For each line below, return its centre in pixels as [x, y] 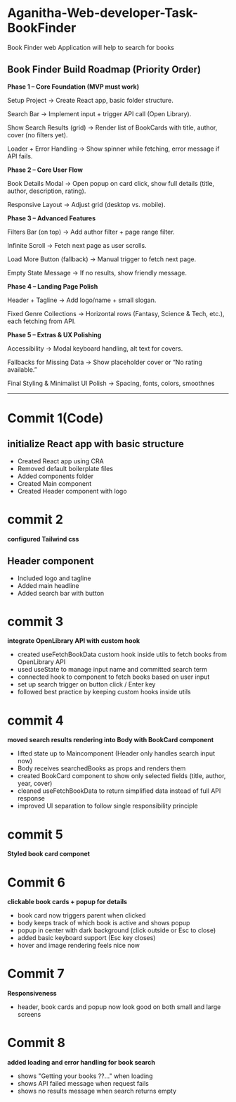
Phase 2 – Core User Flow [45, 170]
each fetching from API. [41, 321]
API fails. [20, 156]
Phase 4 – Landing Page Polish [53, 286]
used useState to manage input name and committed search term [112, 670]
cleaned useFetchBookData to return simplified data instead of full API [119, 791]
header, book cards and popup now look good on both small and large [119, 1007]
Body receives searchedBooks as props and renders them [101, 768]
